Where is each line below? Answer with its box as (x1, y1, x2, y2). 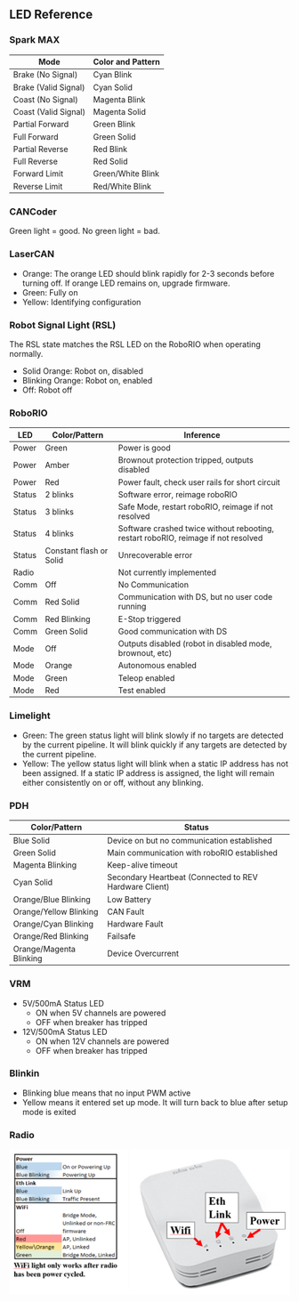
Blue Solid (12, 835, 51, 845)
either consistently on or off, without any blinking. (21, 777, 204, 788)
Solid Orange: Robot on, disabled (21, 366, 144, 376)
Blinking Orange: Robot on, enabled (21, 376, 153, 386)
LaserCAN (9, 248, 55, 261)
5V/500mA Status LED (21, 998, 105, 1008)
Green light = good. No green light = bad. (9, 226, 160, 237)
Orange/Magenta (12, 943, 76, 954)
